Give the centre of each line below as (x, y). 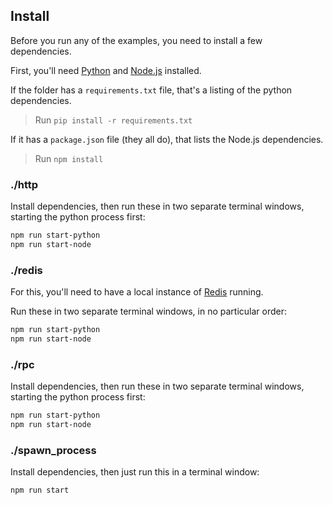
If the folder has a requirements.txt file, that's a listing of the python (151, 90)
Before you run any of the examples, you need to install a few (136, 40)
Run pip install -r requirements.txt (113, 120)
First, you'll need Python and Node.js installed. (106, 70)
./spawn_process (53, 450)
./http (24, 184)
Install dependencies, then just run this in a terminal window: (135, 472)
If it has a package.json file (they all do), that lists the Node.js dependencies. (167, 139)
